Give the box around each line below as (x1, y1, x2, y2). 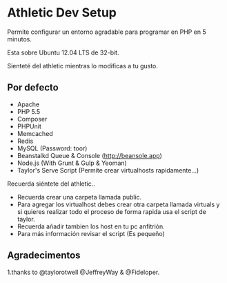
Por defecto (7, 81, 59, 94)
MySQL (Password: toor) (17, 144, 88, 153)
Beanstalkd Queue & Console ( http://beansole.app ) (17, 151, 162, 159)
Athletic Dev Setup (7, 5, 117, 21)
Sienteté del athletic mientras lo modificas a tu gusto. (7, 61, 159, 70)
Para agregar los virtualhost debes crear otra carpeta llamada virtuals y (17, 200, 220, 208)
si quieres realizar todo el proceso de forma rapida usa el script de (17, 207, 207, 215)
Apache (17, 100, 40, 108)
